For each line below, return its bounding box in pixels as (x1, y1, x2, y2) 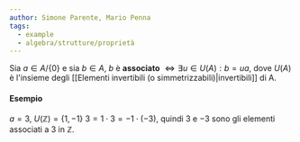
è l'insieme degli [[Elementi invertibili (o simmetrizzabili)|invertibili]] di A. (9, 73, 277, 84)
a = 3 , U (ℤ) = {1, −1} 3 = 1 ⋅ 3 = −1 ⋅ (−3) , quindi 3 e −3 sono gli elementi (9, 113, 276, 124)
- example (17, 30, 54, 39)
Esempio (9, 93, 43, 103)
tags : (9, 22, 30, 31)
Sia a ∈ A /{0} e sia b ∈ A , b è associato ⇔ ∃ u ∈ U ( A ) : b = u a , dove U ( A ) (9, 63, 292, 74)
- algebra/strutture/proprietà (17, 38, 135, 48)
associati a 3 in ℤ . (9, 124, 75, 135)
